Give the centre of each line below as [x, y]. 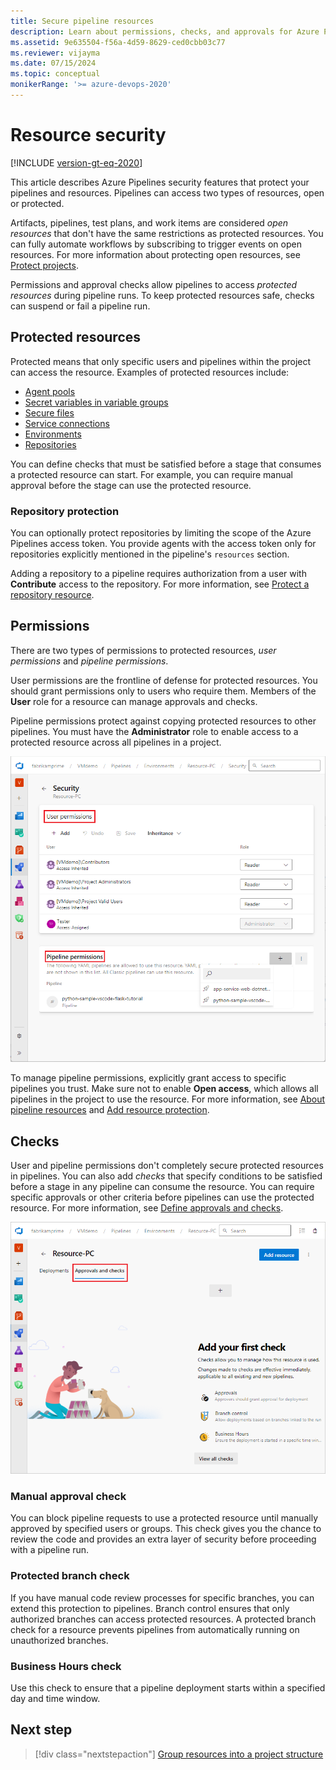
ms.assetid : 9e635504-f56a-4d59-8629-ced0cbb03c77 [118, 42]
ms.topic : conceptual [55, 74]
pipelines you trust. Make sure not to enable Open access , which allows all [164, 1089]
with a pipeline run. [50, 1550]
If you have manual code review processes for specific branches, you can [162, 1597]
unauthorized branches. [59, 1640]
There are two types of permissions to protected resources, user [143, 650]
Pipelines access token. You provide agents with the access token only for [163, 543]
